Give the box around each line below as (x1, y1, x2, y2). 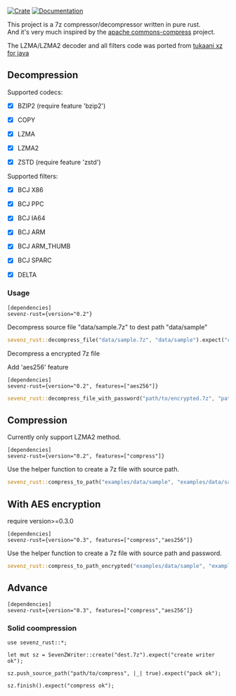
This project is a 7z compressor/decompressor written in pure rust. (7, 20, 201, 28)
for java (7, 49, 29, 57)
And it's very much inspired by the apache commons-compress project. (7, 28, 216, 36)
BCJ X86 (17, 186, 44, 194)
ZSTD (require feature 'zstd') (17, 158, 101, 167)
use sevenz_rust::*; (7, 639, 68, 647)
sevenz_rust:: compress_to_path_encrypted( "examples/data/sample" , (7, 563, 206, 570)
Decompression (7, 69, 79, 81)
